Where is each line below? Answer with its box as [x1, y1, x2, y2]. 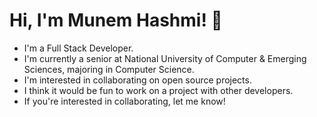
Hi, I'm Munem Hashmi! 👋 [9, 9, 223, 32]
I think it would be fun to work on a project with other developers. [23, 84, 294, 96]
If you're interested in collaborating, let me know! [23, 95, 226, 107]
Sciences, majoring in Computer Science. [23, 63, 195, 75]
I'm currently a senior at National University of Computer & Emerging [23, 52, 307, 64]
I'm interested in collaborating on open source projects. [23, 74, 252, 86]
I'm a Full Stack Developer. [23, 42, 134, 54]
